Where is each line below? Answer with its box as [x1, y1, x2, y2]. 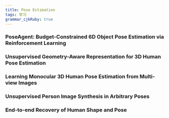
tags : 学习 [5, 12, 27, 17]
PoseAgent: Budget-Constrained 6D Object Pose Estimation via [5, 33, 164, 40]
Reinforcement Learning [5, 40, 67, 47]
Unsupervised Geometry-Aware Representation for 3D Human [5, 53, 161, 61]
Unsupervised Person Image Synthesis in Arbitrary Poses [5, 93, 150, 100]
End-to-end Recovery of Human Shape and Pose [5, 106, 128, 113]
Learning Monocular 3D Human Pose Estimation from [5, 73, 139, 80]
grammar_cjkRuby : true [5, 17, 53, 22]
